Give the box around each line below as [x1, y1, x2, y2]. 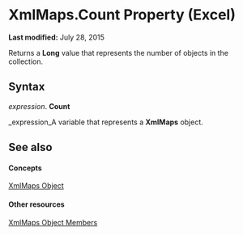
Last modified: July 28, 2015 [8, 32, 105, 42]
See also [8, 141, 53, 154]
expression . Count [8, 101, 70, 111]
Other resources [8, 199, 65, 209]
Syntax [8, 80, 45, 94]
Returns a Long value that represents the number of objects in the [8, 48, 229, 57]
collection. [8, 57, 44, 66]
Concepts [8, 163, 42, 173]
